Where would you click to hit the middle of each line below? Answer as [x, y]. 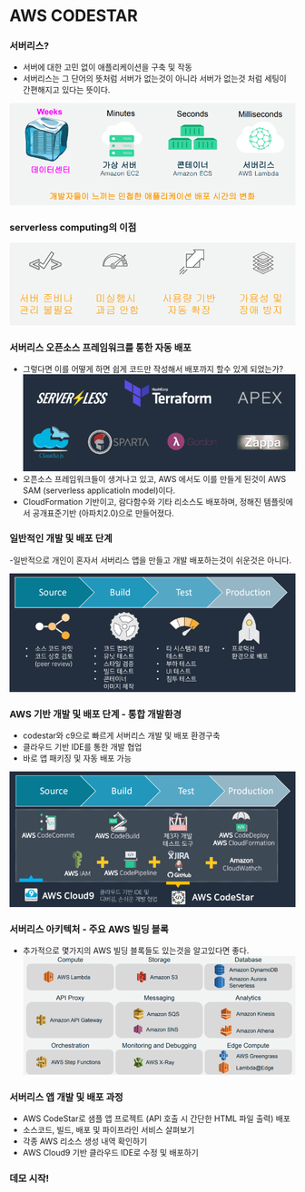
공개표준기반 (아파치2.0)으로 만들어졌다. [103, 513]
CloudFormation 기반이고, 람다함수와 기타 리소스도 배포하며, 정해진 [142, 501]
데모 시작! [30, 1178]
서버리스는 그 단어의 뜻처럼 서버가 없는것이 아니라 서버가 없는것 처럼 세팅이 [155, 79]
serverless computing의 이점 [73, 227]
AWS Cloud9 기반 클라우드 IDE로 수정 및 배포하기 [111, 1153]
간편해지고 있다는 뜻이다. [66, 90]
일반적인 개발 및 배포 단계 [61, 538]
